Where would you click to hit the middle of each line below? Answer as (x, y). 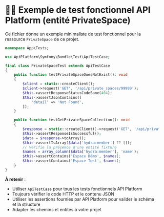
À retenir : (15, 179)
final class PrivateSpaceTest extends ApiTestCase (58, 65)
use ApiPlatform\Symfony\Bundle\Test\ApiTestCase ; (58, 57)
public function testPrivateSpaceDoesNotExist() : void (71, 75)
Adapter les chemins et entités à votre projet (57, 209)
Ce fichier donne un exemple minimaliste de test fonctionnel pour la (73, 34)
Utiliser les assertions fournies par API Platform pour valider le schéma (83, 199)
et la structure (26, 204)
